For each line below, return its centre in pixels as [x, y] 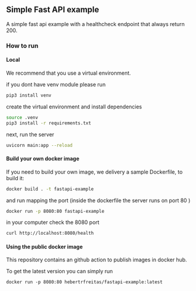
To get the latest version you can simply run [60, 271]
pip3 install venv [29, 95]
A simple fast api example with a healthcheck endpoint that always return [96, 24]
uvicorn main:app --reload [39, 145]
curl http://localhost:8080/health [50, 234]
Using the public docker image [44, 247]
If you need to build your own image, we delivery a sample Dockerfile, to [94, 172]
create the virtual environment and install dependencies [74, 107]
